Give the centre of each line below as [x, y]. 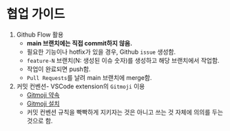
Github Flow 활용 [40, 34]
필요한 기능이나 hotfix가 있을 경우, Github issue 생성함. [101, 52]
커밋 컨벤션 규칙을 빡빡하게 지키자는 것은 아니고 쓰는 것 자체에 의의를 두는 [125, 112]
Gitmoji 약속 [43, 94]
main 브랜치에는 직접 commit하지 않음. [79, 43]
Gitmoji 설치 [43, 103]
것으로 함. [40, 121]
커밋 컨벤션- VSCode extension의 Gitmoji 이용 [81, 86]
